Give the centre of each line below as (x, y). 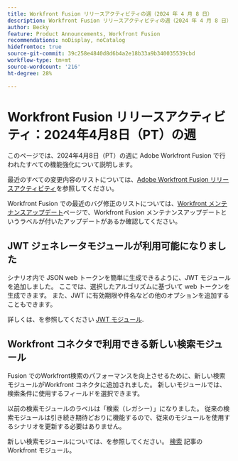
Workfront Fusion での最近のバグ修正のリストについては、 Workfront (107, 204)
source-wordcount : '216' (44, 67)
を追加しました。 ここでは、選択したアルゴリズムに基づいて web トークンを (119, 287)
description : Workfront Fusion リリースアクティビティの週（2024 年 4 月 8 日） (120, 21)
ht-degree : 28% (30, 73)
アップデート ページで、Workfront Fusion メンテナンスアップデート (124, 212)
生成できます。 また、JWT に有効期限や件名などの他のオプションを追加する (118, 295)
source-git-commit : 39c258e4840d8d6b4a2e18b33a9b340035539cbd (101, 54)
